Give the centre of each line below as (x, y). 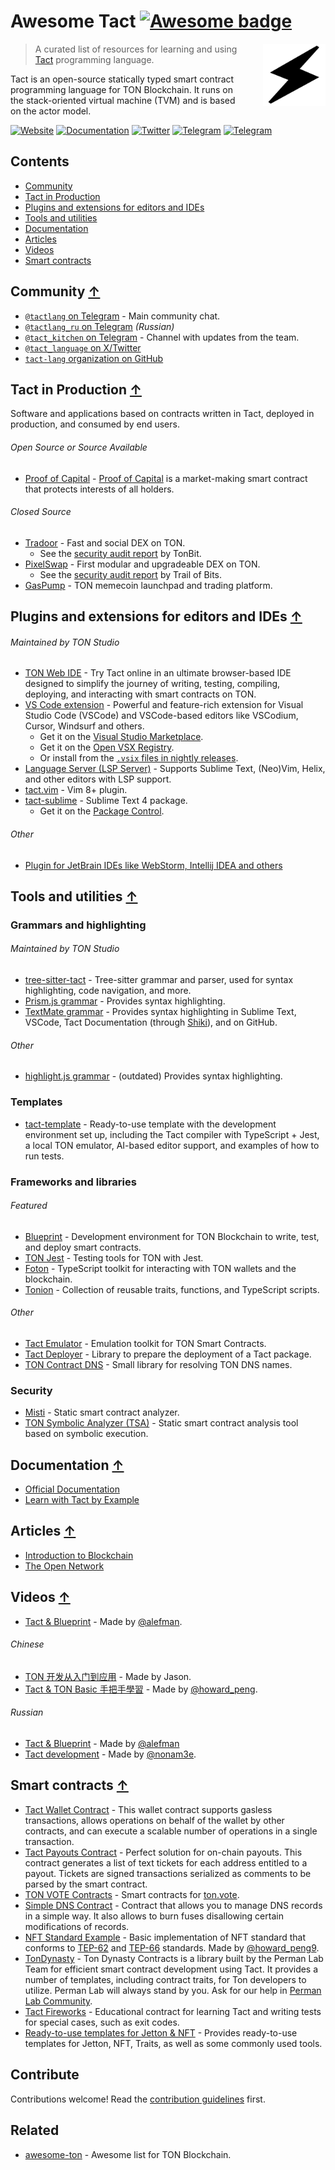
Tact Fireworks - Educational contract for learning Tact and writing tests (173, 2011)
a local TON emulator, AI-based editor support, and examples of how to (172, 1145)
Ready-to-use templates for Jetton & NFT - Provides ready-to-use (161, 2032)
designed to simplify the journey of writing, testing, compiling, (152, 684)
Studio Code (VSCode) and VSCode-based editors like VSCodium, (161, 716)
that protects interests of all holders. (99, 489)
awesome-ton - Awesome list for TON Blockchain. (128, 2154)
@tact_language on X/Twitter (83, 347)
